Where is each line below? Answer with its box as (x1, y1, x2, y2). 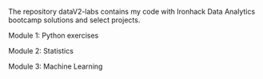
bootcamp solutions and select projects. (8, 15, 141, 25)
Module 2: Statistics (8, 46, 74, 55)
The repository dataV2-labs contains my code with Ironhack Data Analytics (8, 7, 256, 16)
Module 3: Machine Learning (8, 61, 103, 71)
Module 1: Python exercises (8, 31, 99, 40)
